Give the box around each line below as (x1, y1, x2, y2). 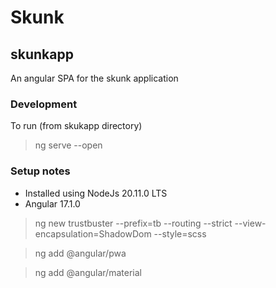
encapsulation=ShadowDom (34, 227, 152, 240)
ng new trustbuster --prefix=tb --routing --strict (34, 217, 233, 229)
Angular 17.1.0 (24, 197, 81, 210)
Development (10, 97, 78, 111)
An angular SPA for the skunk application (10, 72, 179, 84)
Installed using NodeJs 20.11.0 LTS (24, 187, 168, 199)
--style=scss (153, 227, 207, 240)
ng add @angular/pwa (34, 247, 127, 259)
